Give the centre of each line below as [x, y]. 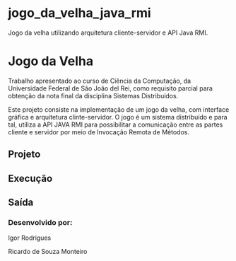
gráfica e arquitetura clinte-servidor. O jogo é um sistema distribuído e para [118, 117]
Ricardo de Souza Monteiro [48, 252]
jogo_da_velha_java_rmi [79, 13]
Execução [30, 178]
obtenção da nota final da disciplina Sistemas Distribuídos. [93, 95]
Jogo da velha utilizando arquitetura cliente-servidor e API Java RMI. [108, 33]
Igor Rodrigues [30, 238]
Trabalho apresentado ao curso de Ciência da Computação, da [100, 81]
